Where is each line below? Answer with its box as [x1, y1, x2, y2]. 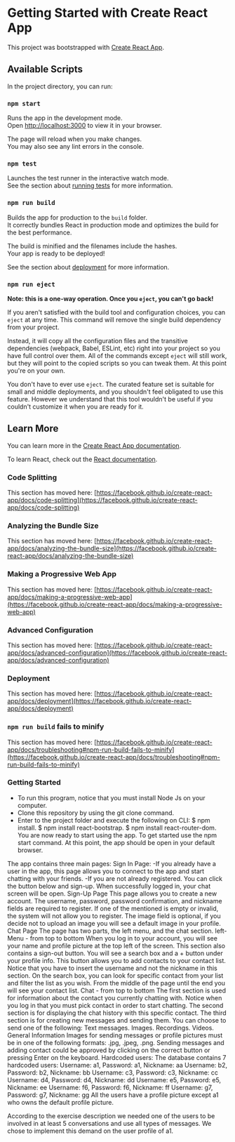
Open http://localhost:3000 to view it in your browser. [7, 121, 163, 130]
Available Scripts [7, 63, 83, 75]
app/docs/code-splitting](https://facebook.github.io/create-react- [7, 496, 198, 505]
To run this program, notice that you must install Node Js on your [17, 793, 206, 802]
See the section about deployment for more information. [7, 263, 170, 271]
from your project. [7, 323, 60, 331]
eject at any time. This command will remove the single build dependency [7, 315, 222, 324]
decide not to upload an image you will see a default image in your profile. [7, 919, 221, 927]
